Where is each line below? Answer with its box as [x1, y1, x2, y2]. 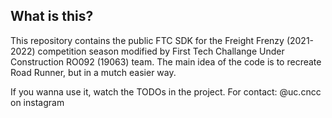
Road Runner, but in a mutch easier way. [10, 66, 177, 78]
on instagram [10, 96, 65, 108]
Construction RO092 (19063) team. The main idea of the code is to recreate [10, 55, 322, 68]
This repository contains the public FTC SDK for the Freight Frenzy [10, 34, 285, 46]
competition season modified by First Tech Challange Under [37, 45, 285, 57]
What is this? [10, 8, 94, 25]
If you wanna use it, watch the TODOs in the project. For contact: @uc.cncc [10, 85, 322, 98]
